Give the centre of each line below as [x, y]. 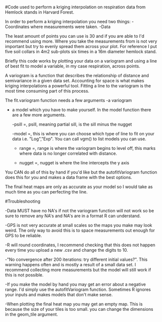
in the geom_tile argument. [31, 314]
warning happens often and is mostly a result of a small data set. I [71, 265]
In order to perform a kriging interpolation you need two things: [68, 22]
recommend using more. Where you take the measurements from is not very [81, 41]
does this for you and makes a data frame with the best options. [68, 177]
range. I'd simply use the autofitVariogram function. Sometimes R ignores [78, 290]
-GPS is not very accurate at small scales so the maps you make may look [79, 225]
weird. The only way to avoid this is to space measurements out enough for [80, 230]
